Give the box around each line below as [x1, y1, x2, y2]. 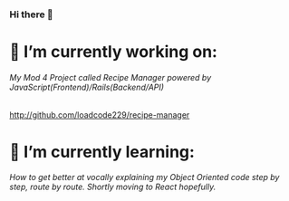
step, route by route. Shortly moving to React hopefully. [9, 181, 217, 193]
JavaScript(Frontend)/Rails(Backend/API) [9, 81, 165, 92]
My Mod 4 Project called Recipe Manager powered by [9, 72, 212, 82]
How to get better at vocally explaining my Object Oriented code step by [9, 172, 280, 183]
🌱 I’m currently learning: [9, 141, 195, 162]
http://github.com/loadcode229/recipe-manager [9, 110, 190, 120]
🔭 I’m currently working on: [9, 42, 217, 62]
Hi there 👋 [9, 8, 54, 21]
